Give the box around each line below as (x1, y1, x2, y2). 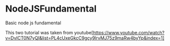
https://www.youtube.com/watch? (92, 29, 165, 35)
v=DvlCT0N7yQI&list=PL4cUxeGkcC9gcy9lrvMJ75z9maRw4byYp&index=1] (5, 35, 165, 41)
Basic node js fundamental (5, 20, 61, 26)
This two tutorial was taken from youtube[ (5, 29, 93, 35)
